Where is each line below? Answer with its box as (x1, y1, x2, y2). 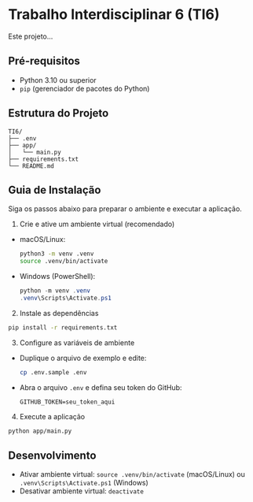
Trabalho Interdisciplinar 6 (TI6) (8, 6, 220, 24)
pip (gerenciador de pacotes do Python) (19, 84, 150, 93)
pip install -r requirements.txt (8, 323, 118, 332)
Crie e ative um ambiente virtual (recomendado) (19, 219, 175, 229)
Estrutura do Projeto (8, 106, 109, 120)
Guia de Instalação (8, 183, 101, 196)
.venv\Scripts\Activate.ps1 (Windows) (19, 478, 149, 488)
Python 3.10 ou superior (19, 75, 97, 84)
